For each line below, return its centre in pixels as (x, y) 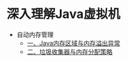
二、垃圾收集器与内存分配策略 (70, 52)
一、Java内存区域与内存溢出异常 (73, 43)
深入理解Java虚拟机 (63, 14)
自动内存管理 (35, 34)
